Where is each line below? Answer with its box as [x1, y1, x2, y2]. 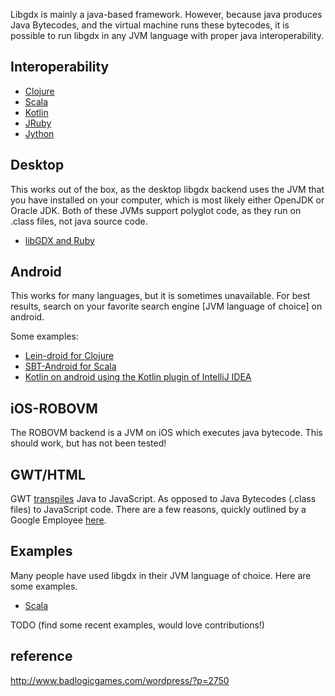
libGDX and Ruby [24, 234, 95, 246]
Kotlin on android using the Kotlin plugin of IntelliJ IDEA [24, 371, 252, 383]
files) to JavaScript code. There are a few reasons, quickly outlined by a [10, 504, 307, 516]
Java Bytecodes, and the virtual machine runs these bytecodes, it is [10, 19, 290, 31]
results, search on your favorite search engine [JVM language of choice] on [10, 300, 323, 313]
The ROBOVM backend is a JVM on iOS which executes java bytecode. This [10, 427, 323, 439]
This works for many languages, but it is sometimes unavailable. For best [10, 290, 311, 302]
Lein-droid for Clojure [24, 350, 115, 362]
